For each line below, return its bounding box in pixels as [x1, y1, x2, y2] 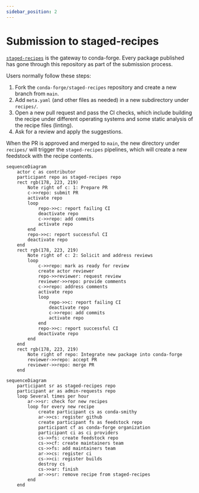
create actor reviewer [38, 268, 95, 274]
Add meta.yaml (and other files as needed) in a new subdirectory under [14, 96, 189, 103]
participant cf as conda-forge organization [38, 424, 151, 430]
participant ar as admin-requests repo [17, 388, 116, 394]
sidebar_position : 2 [6, 8, 58, 15]
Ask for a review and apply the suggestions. [14, 128, 123, 135]
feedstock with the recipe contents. [6, 152, 94, 159]
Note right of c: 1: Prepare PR [27, 184, 108, 191]
